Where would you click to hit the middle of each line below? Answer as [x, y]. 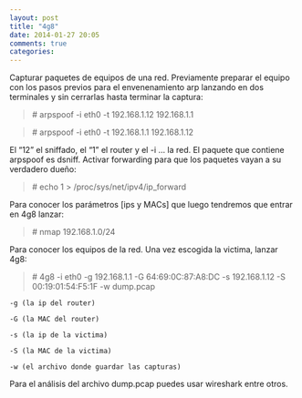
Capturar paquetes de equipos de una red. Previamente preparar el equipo [150, 77]
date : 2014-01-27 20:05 [55, 35]
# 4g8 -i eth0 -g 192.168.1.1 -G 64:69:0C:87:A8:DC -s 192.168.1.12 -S [158, 277]
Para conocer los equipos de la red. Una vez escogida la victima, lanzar [144, 250]
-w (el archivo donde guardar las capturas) [95, 367]
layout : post [34, 18]
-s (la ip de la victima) [58, 335]
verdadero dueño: [43, 169]
